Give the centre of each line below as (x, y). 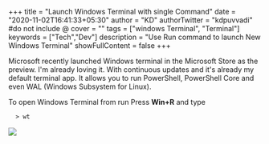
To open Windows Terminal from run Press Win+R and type (107, 102)
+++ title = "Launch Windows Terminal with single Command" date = (122, 12)
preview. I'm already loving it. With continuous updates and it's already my (131, 70)
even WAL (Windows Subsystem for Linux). (80, 86)
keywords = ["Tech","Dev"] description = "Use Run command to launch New (134, 37)
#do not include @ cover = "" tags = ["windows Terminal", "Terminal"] (124, 28)
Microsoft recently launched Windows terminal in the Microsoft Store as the (133, 61)
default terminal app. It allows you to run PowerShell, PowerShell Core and (131, 78)
